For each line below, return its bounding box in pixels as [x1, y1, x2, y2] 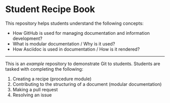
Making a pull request [12, 86, 58, 92]
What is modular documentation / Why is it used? [12, 40, 115, 46]
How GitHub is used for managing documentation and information [12, 30, 150, 36]
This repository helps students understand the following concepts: [5, 20, 144, 26]
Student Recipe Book [5, 4, 95, 15]
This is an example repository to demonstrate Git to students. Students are [5, 61, 160, 67]
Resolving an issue [12, 92, 52, 98]
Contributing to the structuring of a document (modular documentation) [12, 81, 162, 87]
